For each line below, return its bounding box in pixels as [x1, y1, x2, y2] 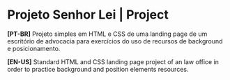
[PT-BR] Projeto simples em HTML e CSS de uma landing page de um [7, 30, 208, 38]
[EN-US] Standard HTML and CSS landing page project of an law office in [7, 57, 220, 66]
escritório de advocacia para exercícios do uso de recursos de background [7, 37, 223, 45]
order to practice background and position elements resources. [7, 65, 189, 73]
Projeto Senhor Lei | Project [7, 7, 169, 23]
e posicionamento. [7, 44, 61, 52]
